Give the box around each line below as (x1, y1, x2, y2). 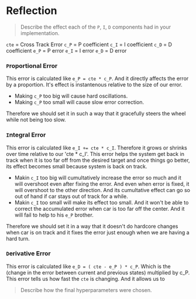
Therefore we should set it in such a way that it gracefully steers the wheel (6, 110, 186, 117)
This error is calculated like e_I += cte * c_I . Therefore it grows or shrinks (6, 144, 187, 151)
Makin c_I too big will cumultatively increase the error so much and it (14, 174, 181, 181)
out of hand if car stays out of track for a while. (14, 193, 128, 200)
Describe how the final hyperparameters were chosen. (20, 286, 152, 293)
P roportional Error (6, 61, 58, 69)
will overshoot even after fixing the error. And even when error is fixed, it (14, 180, 190, 187)
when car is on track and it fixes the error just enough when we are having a (6, 229, 190, 236)
